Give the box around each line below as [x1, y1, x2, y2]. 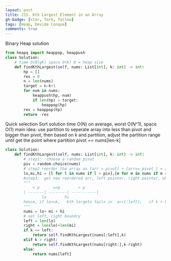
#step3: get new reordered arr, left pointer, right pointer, [23, 175, 160, 181]
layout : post [5, 7, 33, 13]
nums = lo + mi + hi [23, 208, 65, 214]
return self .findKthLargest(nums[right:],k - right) [32, 242, 142, 247]
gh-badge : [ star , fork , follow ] [5, 17, 74, 22]
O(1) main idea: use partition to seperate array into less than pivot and [5, 126, 152, 133]
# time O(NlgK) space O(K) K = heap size [14, 60, 103, 65]
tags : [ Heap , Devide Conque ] [5, 21, 67, 27]
